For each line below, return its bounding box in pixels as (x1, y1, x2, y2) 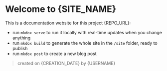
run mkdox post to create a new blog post (12, 51, 97, 57)
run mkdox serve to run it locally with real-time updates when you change (12, 29, 162, 35)
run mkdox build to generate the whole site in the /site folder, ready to (12, 40, 158, 46)
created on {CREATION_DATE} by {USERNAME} (17, 60, 116, 66)
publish (12, 45, 28, 51)
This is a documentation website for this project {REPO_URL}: (5, 20, 131, 26)
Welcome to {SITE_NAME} (5, 3, 116, 15)
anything (12, 35, 31, 41)
